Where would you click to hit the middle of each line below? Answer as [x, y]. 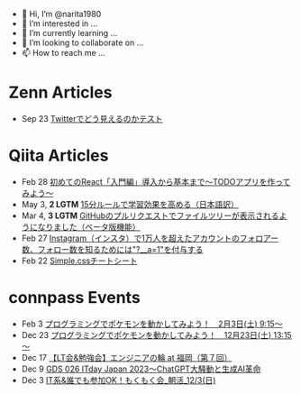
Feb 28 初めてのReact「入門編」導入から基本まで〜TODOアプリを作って [156, 181]
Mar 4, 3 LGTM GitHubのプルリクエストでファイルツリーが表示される [150, 215]
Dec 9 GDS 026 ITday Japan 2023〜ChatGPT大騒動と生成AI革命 [141, 369]
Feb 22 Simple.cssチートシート [79, 261]
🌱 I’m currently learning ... [69, 33]
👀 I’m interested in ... [59, 23]
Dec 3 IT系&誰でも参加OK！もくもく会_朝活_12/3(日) [119, 380]
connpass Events [74, 298]
